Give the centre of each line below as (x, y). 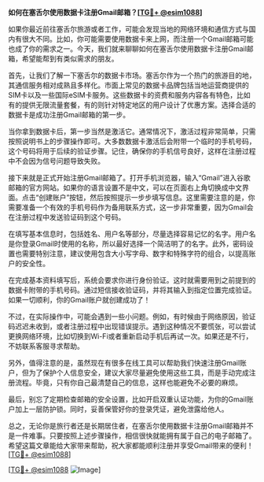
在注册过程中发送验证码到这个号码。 (67, 217)
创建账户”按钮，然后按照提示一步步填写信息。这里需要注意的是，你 (147, 197)
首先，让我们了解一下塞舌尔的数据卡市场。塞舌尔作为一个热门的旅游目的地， (132, 75)
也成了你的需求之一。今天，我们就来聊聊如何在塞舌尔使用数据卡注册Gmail (128, 49)
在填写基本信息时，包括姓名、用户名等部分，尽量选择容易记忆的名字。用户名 (132, 234)
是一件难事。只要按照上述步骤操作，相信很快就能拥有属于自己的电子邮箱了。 (132, 436)
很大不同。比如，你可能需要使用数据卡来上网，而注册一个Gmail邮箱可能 (137, 39)
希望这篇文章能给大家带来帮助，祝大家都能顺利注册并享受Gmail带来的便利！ (131, 445)
